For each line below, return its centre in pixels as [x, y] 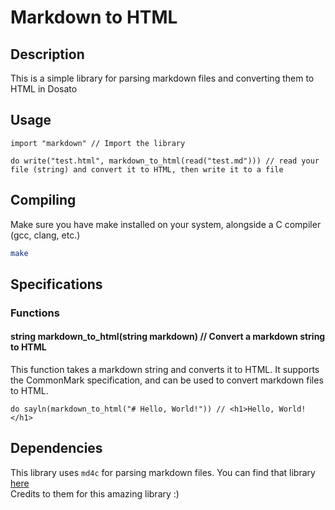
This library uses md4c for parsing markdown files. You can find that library [163, 472]
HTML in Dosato [44, 89]
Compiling [43, 200]
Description [47, 54]
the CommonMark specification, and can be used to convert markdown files [167, 380]
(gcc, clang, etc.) [45, 235]
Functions [35, 313]
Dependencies [56, 448]
